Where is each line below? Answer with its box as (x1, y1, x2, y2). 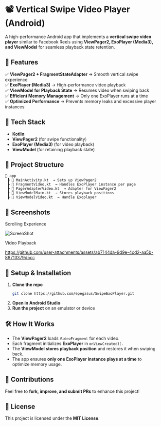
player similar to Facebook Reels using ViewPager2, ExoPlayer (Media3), (5, 39, 153, 44)
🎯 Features (5, 58, 38, 66)
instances (5, 103, 25, 110)
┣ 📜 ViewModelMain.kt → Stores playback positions (7, 191, 114, 196)
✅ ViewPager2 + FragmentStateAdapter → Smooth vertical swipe (5, 71, 139, 77)
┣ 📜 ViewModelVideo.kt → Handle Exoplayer (7, 195, 97, 200)
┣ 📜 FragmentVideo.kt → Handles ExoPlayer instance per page (7, 182, 136, 187)
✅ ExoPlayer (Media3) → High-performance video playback (5, 81, 126, 88)
